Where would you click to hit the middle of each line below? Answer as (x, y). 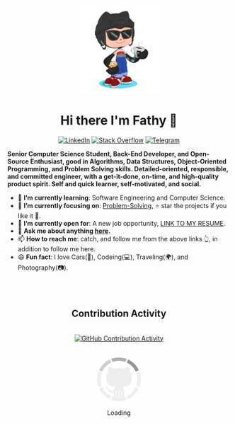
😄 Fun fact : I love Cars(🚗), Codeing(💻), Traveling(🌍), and (103, 257)
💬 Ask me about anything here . (64, 231)
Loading (119, 413)
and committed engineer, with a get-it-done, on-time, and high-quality (113, 176)
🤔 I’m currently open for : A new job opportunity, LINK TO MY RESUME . (121, 223)
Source (18, 161)
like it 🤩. (29, 216)
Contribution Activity (119, 314)
